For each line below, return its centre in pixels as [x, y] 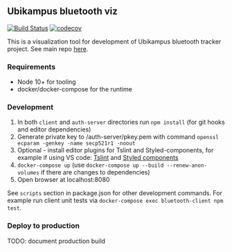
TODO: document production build [56, 241]
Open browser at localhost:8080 [63, 180]
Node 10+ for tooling [46, 82]
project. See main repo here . [48, 48]
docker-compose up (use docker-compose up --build [90, 165]
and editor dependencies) [54, 129]
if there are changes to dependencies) [95, 172]
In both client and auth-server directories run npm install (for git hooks [121, 122]
